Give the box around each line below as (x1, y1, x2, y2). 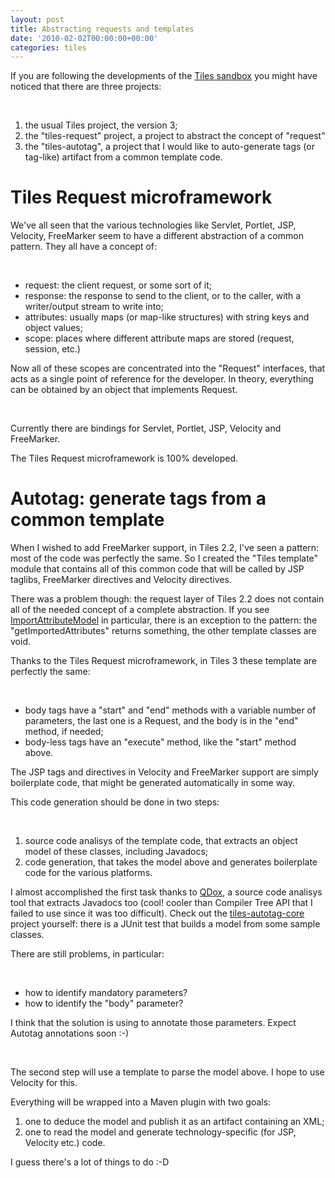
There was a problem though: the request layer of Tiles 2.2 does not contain (10, 593, 325, 605)
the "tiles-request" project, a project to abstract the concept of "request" (24, 130, 326, 142)
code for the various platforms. (24, 867, 153, 879)
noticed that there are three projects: (10, 81, 162, 93)
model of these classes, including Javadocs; (24, 846, 209, 858)
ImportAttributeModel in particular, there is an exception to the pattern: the (10, 614, 318, 626)
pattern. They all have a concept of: (10, 241, 158, 253)
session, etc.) (24, 343, 81, 355)
